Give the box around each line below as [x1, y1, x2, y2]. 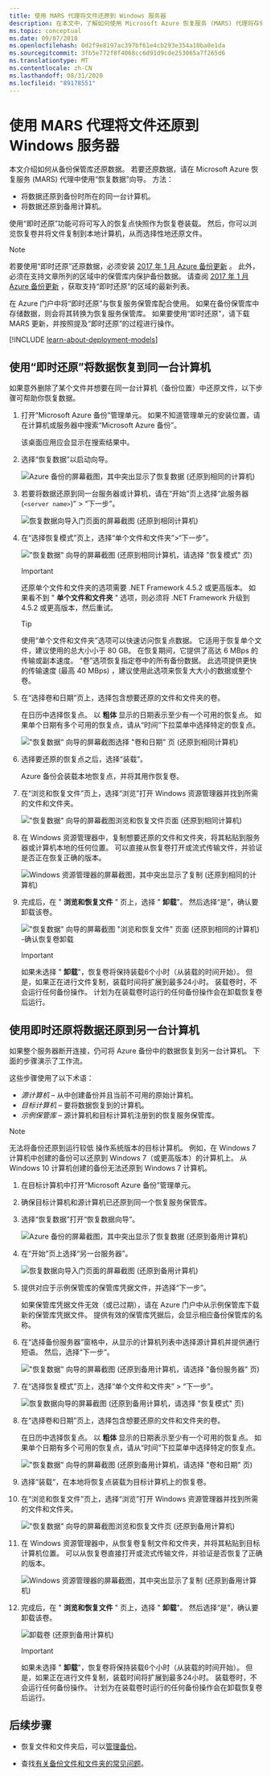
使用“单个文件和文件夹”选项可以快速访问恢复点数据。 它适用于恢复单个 [20, 636, 256, 645]
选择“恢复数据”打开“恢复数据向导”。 [20, 1214, 140, 1224]
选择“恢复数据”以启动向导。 [20, 455, 113, 464]
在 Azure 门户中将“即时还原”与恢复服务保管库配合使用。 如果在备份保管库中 [9, 299, 260, 308]
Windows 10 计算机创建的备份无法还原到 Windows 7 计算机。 [9, 1164, 212, 1173]
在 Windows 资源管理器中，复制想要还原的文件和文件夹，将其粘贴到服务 [20, 833, 261, 843]
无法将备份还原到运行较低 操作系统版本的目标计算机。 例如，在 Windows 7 [9, 1143, 257, 1153]
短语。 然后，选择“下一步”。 [20, 1347, 115, 1357]
